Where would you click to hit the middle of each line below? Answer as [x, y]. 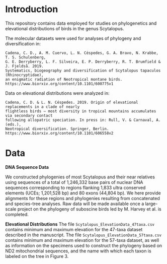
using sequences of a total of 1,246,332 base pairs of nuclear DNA [74, 182]
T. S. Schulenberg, [26, 57]
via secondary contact [29, 115]
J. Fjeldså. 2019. [24, 66]
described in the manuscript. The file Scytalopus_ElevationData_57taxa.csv [83, 235]
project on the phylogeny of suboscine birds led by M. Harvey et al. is [90, 209]
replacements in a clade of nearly [43, 107]
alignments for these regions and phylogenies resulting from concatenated [82, 198]
